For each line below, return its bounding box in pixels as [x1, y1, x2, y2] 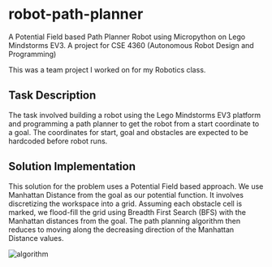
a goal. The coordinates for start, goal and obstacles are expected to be [8, 127, 249, 137]
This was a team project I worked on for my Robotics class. [8, 64, 206, 74]
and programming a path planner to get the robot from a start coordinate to [8, 119, 260, 129]
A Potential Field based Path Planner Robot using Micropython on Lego [8, 32, 246, 42]
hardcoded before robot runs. [8, 136, 108, 146]
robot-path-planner [8, 5, 144, 24]
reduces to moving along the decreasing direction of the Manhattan [8, 225, 235, 234]
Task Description [8, 89, 97, 103]
